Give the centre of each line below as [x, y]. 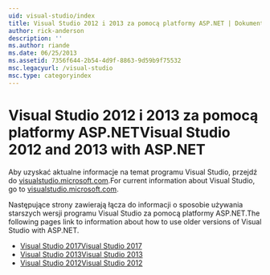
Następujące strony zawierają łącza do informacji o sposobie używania [126, 204]
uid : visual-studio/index [51, 16]
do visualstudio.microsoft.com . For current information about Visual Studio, [132, 180]
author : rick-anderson [46, 31]
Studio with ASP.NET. [44, 230]
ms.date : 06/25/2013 [43, 53]
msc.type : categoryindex [50, 76]
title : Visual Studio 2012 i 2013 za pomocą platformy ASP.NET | [120, 23]
